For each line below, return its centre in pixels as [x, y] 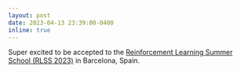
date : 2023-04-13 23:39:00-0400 [61, 23]
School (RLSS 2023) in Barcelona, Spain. [74, 60]
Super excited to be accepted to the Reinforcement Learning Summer [120, 53]
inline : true [29, 30]
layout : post [29, 15]
